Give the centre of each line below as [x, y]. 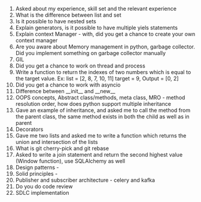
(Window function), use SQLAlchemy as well [70, 161]
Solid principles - [36, 174]
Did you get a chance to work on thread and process [80, 66]
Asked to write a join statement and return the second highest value [99, 154]
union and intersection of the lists [57, 142]
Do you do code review [44, 186]
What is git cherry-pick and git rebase [62, 148]
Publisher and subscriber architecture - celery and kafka [85, 180]
